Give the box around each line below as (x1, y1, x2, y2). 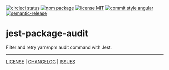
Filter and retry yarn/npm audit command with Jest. (6, 44, 112, 50)
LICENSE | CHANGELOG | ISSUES (6, 58, 76, 65)
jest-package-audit (6, 28, 88, 39)
